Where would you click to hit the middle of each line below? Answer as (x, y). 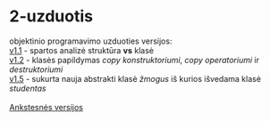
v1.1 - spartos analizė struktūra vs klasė (82, 50)
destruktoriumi (36, 69)
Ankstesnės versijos (46, 107)
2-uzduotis (51, 16)
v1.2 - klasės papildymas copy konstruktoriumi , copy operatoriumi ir (134, 60)
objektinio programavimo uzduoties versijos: (91, 41)
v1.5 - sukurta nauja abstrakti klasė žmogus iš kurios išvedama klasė (135, 78)
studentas (28, 88)
